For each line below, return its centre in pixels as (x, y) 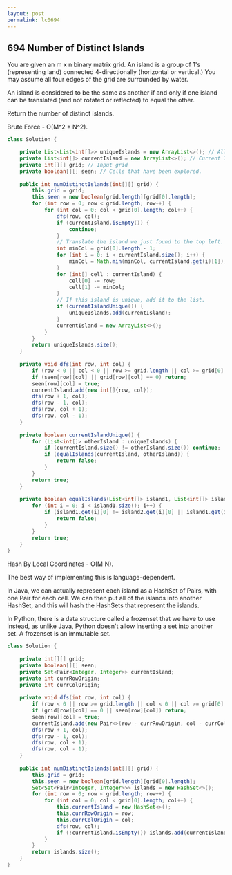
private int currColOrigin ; (60, 685)
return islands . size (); (66, 852)
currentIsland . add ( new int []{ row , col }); (93, 390)
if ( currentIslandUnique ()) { (100, 306)
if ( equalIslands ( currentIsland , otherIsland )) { (117, 454)
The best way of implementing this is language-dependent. (91, 578)
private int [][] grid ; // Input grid (74, 165)
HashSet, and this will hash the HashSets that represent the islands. (103, 605)
